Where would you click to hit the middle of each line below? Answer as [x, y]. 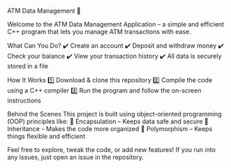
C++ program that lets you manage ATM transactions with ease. [99, 32]
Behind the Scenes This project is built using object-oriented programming [114, 114]
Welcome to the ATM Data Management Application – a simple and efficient [116, 24]
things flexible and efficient [46, 136]
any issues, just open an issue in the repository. [76, 157]
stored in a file [28, 66]
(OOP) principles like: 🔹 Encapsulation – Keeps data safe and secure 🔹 [108, 121]
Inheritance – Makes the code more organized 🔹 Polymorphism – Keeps [110, 129]
